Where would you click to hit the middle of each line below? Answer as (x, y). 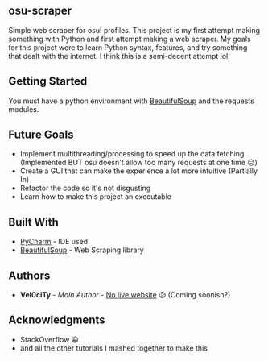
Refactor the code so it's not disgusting (85, 188)
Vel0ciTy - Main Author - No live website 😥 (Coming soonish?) (125, 295)
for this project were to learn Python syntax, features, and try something (128, 47)
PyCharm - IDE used (54, 242)
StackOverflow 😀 (49, 339)
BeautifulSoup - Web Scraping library (82, 250)
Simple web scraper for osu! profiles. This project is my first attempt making (134, 30)
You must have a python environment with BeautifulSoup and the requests (132, 101)
